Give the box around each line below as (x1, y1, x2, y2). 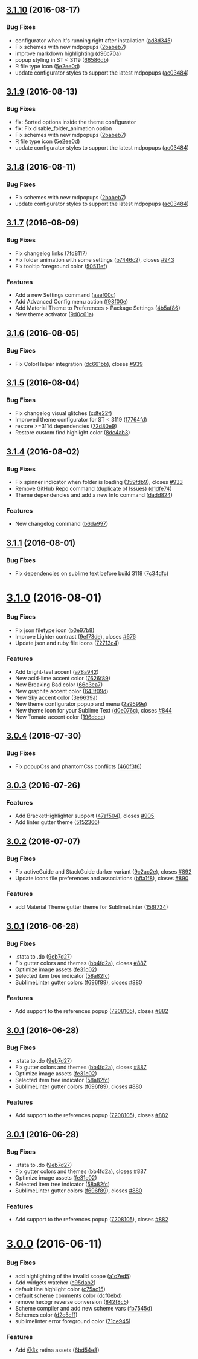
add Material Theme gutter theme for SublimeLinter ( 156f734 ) (14, 903, 168, 911)
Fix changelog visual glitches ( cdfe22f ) (14, 410, 113, 417)
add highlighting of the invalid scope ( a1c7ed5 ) (14, 1272, 132, 1280)
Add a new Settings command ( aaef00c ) (14, 291, 117, 299)
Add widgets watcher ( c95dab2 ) (14, 1278, 96, 1286)
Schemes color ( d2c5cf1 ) (14, 1311, 78, 1318)
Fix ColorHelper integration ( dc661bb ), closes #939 (14, 360, 143, 367)
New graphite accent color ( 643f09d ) (14, 687, 109, 694)
